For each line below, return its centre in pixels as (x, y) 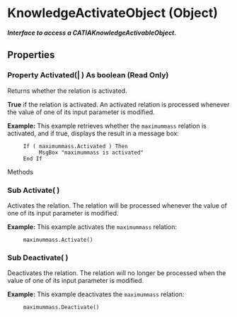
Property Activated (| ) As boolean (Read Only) (88, 75)
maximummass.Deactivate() (61, 307)
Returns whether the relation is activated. (67, 91)
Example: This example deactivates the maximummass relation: (96, 294)
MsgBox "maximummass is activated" (91, 152)
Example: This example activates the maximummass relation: (92, 227)
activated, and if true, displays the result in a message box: (93, 133)
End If (33, 158)
